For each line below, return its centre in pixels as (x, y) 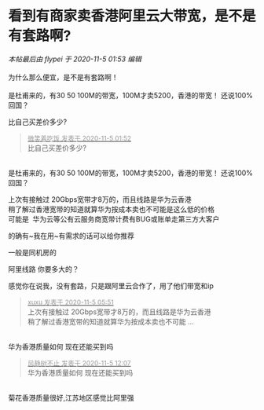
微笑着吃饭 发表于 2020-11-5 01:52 (79, 138)
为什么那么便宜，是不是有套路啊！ (63, 77)
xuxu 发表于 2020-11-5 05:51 (70, 302)
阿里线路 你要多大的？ (44, 269)
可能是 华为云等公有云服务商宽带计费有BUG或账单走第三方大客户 (114, 219)
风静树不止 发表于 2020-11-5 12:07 (79, 363)
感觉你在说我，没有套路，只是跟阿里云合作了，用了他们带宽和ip (111, 286)
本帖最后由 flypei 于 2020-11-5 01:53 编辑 (75, 59)
